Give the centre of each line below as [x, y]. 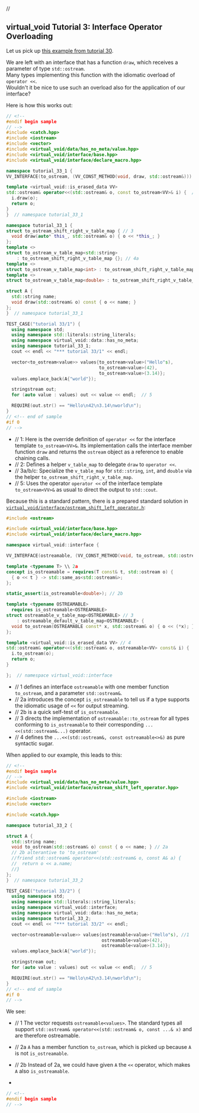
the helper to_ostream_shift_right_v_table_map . [74, 477]
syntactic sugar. [34, 743]
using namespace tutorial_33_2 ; [52, 919]
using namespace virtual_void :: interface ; [65, 908]
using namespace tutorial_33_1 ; [52, 346]
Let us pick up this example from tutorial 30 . [60, 50]
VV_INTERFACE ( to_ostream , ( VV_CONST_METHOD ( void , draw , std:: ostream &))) [99, 176]
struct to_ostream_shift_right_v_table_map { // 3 [70, 231]
